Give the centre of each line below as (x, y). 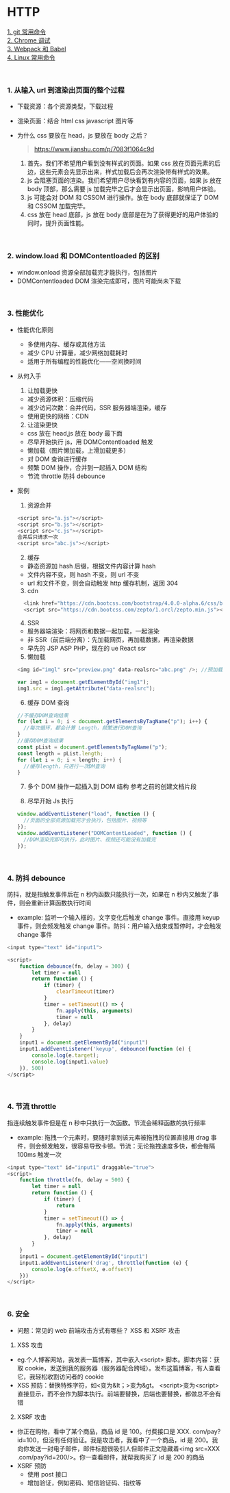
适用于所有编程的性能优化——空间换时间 (84, 361)
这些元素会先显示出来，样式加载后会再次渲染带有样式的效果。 (126, 172)
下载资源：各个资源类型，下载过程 (65, 106)
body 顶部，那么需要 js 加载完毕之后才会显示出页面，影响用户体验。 (123, 189)
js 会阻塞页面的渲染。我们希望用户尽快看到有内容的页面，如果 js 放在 (124, 180)
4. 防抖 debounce (37, 878)
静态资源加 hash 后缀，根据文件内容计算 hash (91, 566)
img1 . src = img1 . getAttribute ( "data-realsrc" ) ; (86, 688)
